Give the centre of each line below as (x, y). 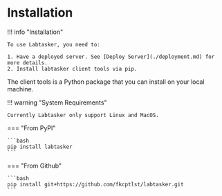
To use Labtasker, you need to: (54, 44)
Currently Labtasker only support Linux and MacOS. (83, 115)
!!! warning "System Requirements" (57, 103)
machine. (20, 89)
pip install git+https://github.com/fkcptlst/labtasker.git (96, 184)
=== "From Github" (35, 166)
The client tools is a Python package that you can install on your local (106, 82)
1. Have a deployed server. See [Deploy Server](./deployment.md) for (111, 57)
